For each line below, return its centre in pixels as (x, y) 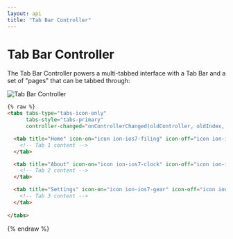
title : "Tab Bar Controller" (49, 20)
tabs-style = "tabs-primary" (64, 120)
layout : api (24, 14)
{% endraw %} (28, 229)
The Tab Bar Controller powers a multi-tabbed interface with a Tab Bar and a (116, 73)
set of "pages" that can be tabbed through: (69, 81)
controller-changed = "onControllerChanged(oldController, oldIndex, (125, 126)
